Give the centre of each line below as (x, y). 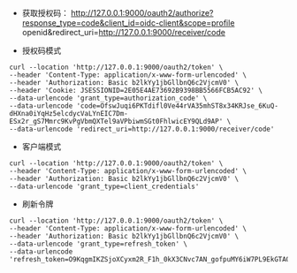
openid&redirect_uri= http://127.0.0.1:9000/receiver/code (123, 32)
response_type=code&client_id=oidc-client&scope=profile (128, 23)
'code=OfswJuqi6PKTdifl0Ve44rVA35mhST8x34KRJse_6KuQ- (177, 106)
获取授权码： (45, 13)
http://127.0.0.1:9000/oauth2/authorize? (142, 13)
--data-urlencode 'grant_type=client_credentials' (104, 186)
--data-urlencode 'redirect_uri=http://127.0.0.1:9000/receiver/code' (142, 129)
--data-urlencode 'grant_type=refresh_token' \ (99, 244)
